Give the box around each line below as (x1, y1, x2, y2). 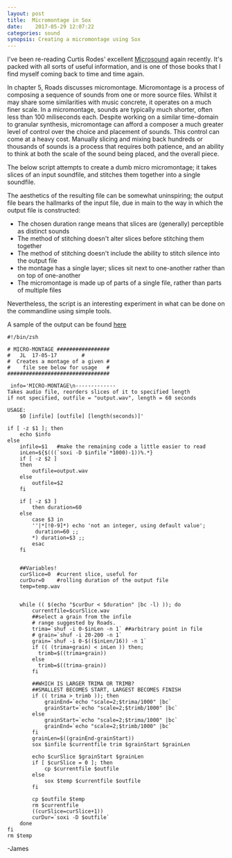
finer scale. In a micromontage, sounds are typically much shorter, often (7, 106, 213, 114)
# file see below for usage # (7, 364, 110, 372)
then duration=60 (32, 504, 82, 511)
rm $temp (7, 832, 33, 839)
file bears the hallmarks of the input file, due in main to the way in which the (7, 199, 224, 207)
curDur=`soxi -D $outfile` (32, 814, 110, 821)
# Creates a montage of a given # (7, 358, 110, 365)
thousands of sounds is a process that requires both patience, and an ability (7, 142, 224, 151)
